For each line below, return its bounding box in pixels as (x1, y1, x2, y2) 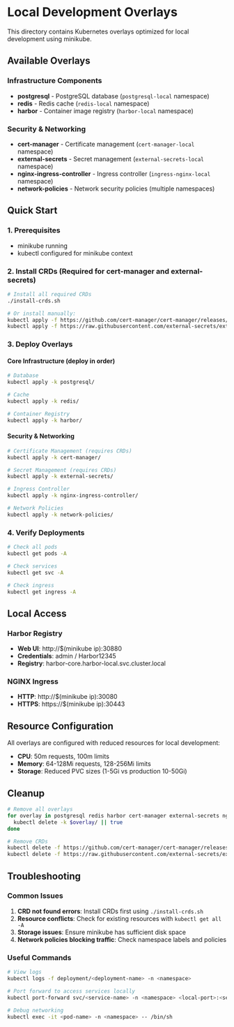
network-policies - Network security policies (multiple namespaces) (17, 184, 215, 193)
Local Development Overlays (7, 4, 178, 20)
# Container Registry (7, 410, 70, 418)
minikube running (17, 242, 68, 250)
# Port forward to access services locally (7, 987, 136, 995)
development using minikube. (7, 34, 92, 43)
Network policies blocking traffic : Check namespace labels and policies (17, 935, 227, 943)
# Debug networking (7, 1007, 64, 1014)
